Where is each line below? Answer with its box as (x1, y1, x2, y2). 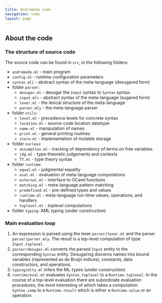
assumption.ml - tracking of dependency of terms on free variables (19, 146, 153, 152)
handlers (19, 197, 37, 203)
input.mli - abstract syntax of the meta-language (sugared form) (19, 95, 150, 101)
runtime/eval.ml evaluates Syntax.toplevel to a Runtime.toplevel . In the (12, 272, 158, 278)
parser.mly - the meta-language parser (19, 105, 98, 111)
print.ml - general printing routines (19, 131, 91, 136)
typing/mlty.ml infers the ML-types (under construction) (12, 267, 126, 273)
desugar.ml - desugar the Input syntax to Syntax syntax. (19, 90, 131, 95)
